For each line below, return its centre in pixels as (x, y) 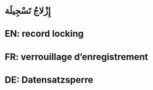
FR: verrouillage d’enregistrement (76, 57)
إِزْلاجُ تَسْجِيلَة (28, 11)
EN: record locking (44, 34)
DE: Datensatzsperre (49, 80)
